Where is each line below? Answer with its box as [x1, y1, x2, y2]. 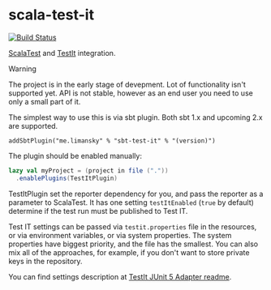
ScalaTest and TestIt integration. [8, 48, 116, 58]
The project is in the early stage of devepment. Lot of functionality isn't [8, 79, 246, 89]
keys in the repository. [8, 256, 83, 266]
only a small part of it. [8, 96, 81, 106]
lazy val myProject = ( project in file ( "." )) [8, 166, 169, 175]
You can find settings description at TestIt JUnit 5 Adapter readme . [8, 271, 232, 281]
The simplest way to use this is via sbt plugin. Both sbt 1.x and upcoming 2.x [8, 112, 263, 122]
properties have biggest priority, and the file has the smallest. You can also [8, 239, 258, 249]
